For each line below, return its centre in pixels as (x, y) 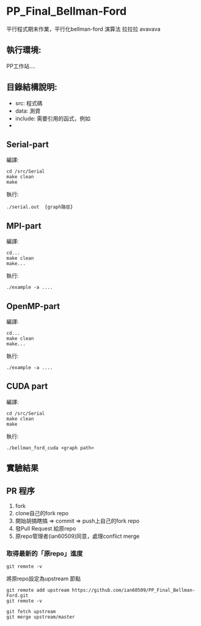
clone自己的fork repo (42, 513)
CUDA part (27, 386)
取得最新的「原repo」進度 (45, 553)
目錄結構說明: (32, 87)
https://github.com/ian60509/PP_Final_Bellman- (133, 591)
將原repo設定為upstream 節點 (44, 579)
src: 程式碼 (29, 103)
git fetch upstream (31, 612)
